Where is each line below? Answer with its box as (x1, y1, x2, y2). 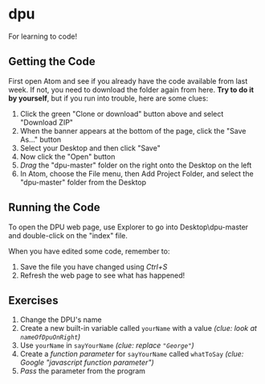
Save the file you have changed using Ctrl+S (19, 262, 168, 271)
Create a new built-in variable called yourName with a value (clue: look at (19, 324, 257, 333)
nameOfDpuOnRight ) (19, 332, 81, 342)
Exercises (8, 293, 59, 307)
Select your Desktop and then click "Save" (19, 142, 161, 153)
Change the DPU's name (19, 315, 102, 324)
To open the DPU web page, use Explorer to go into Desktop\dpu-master (8, 222, 249, 232)
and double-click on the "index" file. (8, 230, 128, 240)
